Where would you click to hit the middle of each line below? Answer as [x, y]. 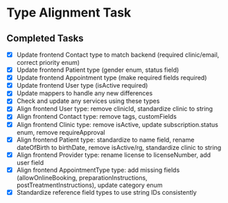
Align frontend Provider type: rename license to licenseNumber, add [114, 155]
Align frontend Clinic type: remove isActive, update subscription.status [117, 124]
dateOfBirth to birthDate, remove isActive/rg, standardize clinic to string [119, 147]
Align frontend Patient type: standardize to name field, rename [105, 139]
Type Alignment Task [69, 13]
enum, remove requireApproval [61, 132]
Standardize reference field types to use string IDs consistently [106, 192]
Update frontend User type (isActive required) [82, 86]
